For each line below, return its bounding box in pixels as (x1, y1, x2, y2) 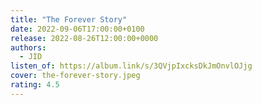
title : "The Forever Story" (10, 14, 128, 25)
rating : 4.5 (10, 80, 60, 90)
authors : (10, 42, 47, 53)
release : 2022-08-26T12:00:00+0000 (10, 33, 159, 43)
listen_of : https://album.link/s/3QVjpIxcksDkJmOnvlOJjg (10, 61, 253, 71)
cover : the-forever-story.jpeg (10, 71, 141, 81)
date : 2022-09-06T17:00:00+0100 (10, 24, 145, 34)
